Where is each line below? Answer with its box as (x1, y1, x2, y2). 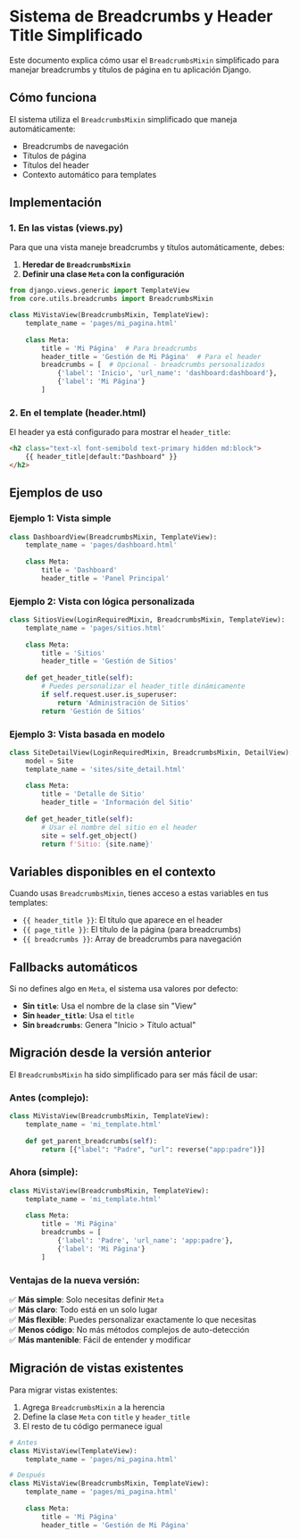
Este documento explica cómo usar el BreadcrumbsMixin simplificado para (9, 54, 279, 65)
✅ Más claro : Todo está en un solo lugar (9, 1304, 158, 1315)
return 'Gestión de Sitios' (41, 707, 146, 715)
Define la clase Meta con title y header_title (21, 1411, 190, 1422)
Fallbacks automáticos (9, 959, 138, 974)
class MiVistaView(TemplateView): (9, 1446, 138, 1455)
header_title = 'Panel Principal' (41, 573, 170, 582)
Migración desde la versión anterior (9, 1045, 212, 1060)
